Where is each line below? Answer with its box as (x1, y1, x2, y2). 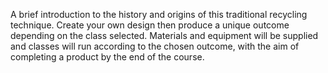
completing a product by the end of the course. (10, 51, 205, 63)
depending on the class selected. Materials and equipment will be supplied (10, 30, 319, 41)
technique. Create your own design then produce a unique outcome (10, 19, 290, 31)
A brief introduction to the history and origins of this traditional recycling (10, 9, 308, 20)
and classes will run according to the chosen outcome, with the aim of (10, 40, 300, 52)
